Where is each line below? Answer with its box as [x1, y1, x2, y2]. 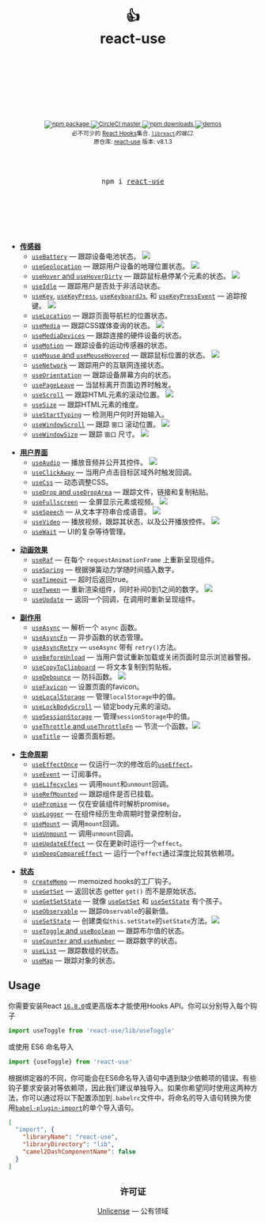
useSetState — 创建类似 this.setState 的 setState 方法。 [31, 915, 212, 925]
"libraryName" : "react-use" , [22, 1133, 119, 1142]
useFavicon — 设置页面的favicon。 [31, 681, 144, 691]
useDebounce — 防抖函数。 [31, 672, 117, 681]
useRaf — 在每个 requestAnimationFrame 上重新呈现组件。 [31, 554, 219, 564]
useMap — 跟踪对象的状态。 [31, 955, 120, 964]
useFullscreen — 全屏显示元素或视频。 [31, 496, 158, 506]
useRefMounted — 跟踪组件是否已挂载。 [31, 789, 158, 798]
